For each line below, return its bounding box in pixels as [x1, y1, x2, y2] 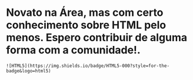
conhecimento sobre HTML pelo [6, 18, 167, 32]
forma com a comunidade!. [6, 44, 141, 57]
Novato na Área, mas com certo [6, 6, 164, 19]
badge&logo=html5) [6, 68, 51, 74]
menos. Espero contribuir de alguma [6, 31, 188, 44]
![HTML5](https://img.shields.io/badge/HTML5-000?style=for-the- [6, 62, 169, 69]
